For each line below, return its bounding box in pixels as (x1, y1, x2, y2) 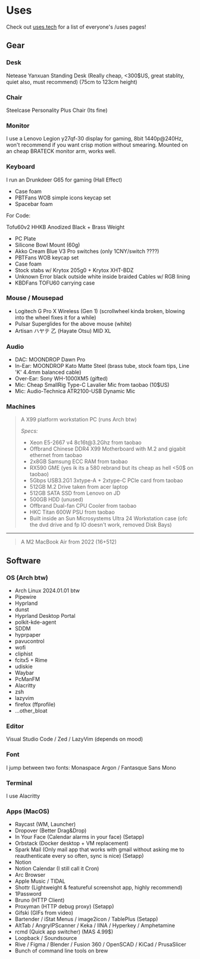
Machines (6, 402, 36, 411)
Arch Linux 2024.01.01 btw (14, 587, 80, 594)
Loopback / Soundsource (14, 935, 77, 942)
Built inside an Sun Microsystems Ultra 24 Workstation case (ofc (29, 515, 188, 522)
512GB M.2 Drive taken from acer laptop (29, 483, 128, 491)
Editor (6, 722, 24, 730)
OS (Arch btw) (6, 573, 49, 582)
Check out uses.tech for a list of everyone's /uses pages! (6, 23, 146, 30)
